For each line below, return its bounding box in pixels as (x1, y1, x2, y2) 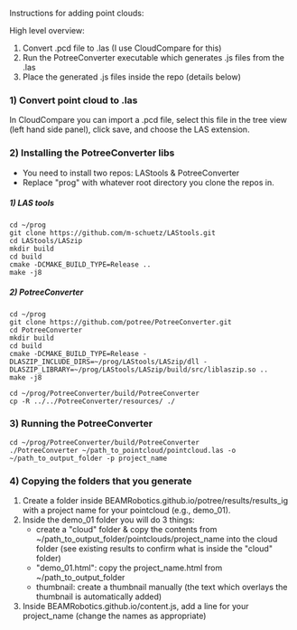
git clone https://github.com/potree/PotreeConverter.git (9, 317, 232, 326)
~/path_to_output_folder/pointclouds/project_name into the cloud (35, 533, 278, 545)
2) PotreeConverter (9, 287, 84, 297)
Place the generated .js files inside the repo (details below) (22, 71, 241, 82)
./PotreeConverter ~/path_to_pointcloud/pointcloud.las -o (9, 446, 237, 455)
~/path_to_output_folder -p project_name (9, 454, 168, 463)
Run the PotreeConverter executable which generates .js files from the (22, 52, 285, 62)
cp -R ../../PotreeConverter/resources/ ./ (9, 397, 176, 406)
